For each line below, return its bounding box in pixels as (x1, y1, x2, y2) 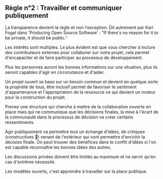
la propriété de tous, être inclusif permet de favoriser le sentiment (5, 84, 137, 90)
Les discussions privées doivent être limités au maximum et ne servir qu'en (5, 154, 156, 159)
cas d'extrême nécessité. (5, 159, 56, 165)
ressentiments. (5, 119, 35, 125)
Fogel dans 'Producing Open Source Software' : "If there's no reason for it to (5, 29, 159, 36)
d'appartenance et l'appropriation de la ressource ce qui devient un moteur (5, 89, 156, 95)
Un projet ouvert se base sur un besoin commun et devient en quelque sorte (5, 79, 158, 84)
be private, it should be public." (5, 35, 68, 40)
